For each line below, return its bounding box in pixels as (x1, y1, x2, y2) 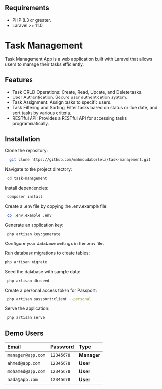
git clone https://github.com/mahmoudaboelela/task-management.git (9, 157, 151, 162)
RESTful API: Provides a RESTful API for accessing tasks (12, 115, 127, 121)
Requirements (5, 4, 49, 12)
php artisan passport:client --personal (7, 296, 92, 301)
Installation (5, 135, 40, 143)
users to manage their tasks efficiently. (5, 61, 84, 67)
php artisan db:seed (7, 278, 50, 283)
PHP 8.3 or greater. (12, 17, 52, 23)
